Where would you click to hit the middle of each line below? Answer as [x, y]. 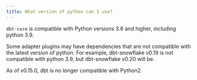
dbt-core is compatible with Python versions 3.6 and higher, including [91, 28]
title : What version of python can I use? [59, 12]
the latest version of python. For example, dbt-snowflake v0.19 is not [90, 52]
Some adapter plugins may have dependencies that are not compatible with [99, 46]
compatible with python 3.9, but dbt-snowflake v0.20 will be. [80, 59]
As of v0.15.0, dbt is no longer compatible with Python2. [74, 70]
